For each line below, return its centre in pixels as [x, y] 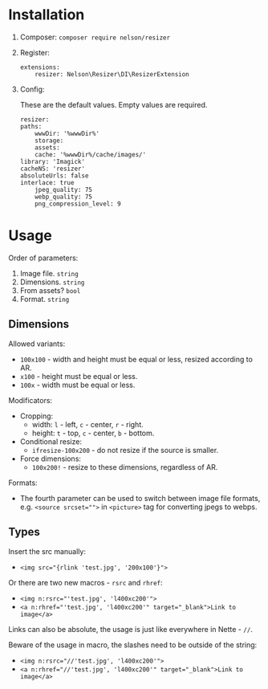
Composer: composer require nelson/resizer [95, 37]
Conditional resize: [51, 441]
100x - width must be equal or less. [77, 385]
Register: [35, 52]
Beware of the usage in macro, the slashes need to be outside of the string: [133, 645]
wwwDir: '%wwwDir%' [67, 133]
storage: [49, 141]
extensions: [40, 67]
